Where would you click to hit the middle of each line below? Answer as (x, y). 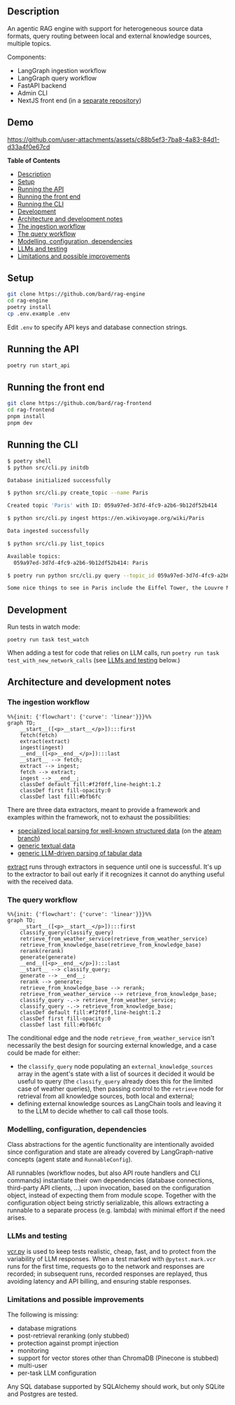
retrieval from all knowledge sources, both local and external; (106, 1096)
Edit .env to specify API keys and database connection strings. (97, 327)
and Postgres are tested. (43, 1394)
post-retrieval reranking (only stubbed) (73, 1336)
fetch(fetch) (39, 735)
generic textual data (46, 846)
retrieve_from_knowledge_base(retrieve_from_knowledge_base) (111, 945)
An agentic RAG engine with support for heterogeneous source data (105, 28)
